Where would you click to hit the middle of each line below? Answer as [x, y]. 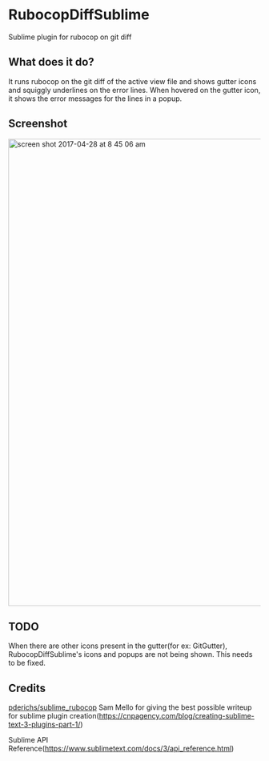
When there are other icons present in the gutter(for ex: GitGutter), [118, 646]
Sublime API [28, 740]
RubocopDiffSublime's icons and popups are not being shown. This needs [130, 654]
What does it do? [51, 62]
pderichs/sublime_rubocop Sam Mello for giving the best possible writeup [130, 707]
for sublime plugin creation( [54, 716]
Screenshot [38, 124]
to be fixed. [27, 663]
